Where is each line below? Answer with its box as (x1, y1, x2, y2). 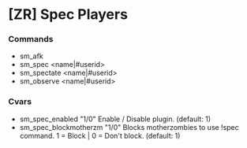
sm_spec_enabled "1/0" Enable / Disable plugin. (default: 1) (19, 114, 211, 124)
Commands (8, 34, 54, 45)
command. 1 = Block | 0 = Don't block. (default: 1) (19, 131, 181, 140)
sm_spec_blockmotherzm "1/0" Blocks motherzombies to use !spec (19, 122, 239, 131)
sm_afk (19, 51, 43, 61)
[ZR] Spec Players (8, 6, 129, 24)
